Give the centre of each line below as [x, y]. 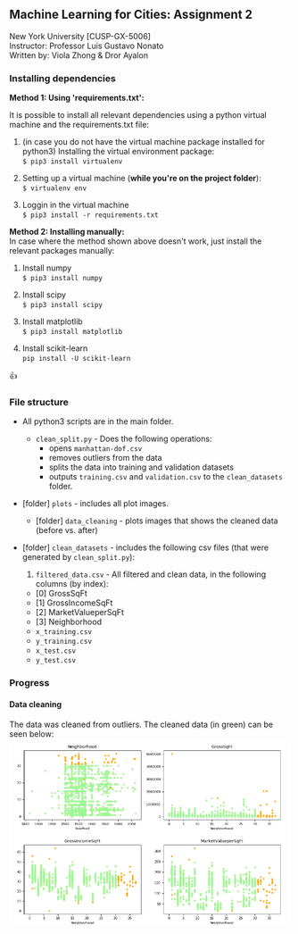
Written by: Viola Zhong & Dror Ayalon [79, 55]
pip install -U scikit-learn [76, 359]
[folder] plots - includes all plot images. [95, 504]
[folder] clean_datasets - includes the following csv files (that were [145, 547]
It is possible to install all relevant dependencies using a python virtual [138, 115]
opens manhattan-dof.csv [95, 448]
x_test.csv [56, 651]
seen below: [32, 734]
